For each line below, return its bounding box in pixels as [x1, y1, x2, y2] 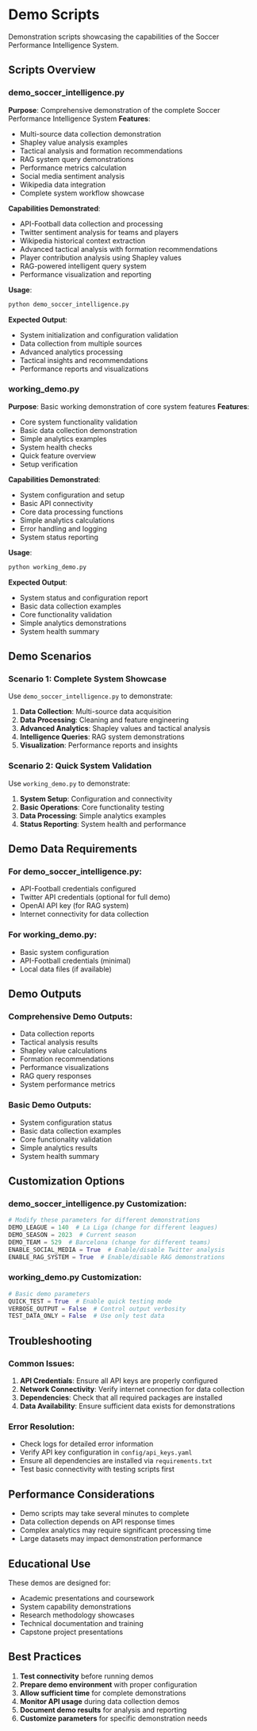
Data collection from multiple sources [19, 338, 143, 348]
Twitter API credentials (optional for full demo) [19, 892, 171, 902]
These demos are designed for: [8, 1578, 111, 1587]
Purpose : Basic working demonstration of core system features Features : [8, 401, 250, 411]
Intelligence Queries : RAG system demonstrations [19, 732, 185, 742]
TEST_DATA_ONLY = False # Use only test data [8, 1312, 165, 1320]
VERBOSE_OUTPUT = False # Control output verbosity [8, 1304, 186, 1312]
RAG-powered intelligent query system [19, 261, 147, 271]
